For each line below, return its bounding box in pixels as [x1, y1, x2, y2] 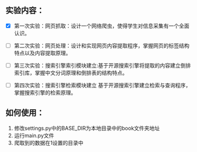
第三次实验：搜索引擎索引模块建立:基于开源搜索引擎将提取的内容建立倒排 [14, 62, 191, 69]
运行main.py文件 [14, 131, 54, 139]
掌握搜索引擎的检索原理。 [14, 89, 76, 96]
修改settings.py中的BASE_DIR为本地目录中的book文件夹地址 [14, 124, 160, 131]
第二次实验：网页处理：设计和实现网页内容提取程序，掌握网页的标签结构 [14, 42, 189, 49]
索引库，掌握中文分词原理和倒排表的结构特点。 [14, 69, 128, 76]
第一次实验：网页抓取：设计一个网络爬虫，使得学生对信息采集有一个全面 [14, 22, 189, 29]
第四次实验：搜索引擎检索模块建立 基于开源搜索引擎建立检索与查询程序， [14, 82, 191, 89]
